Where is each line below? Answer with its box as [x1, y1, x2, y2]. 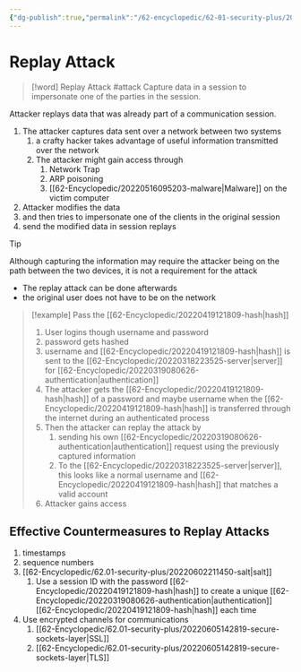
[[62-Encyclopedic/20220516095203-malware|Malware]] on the [48, 183, 288, 194]
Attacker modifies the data [21, 202, 121, 212]
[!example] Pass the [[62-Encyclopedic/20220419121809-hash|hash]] [30, 309, 289, 320]
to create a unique [201, 586, 269, 597]
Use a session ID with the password [35, 576, 168, 587]
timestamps [21, 547, 66, 558]
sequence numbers [21, 557, 94, 568]
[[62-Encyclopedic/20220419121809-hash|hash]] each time [35, 605, 257, 616]
